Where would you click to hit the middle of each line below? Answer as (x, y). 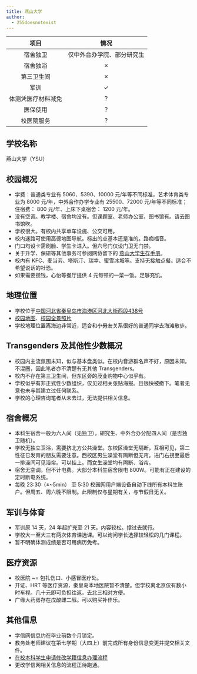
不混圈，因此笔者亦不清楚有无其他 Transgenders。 (76, 368)
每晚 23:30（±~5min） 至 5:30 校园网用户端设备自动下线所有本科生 (96, 485)
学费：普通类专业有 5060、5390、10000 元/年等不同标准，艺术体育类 (99, 194)
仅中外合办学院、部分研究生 (106, 55)
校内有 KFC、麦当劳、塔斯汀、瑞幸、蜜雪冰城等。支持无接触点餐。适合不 (103, 260)
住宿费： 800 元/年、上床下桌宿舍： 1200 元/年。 (74, 209)
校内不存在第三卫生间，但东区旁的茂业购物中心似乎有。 (81, 375)
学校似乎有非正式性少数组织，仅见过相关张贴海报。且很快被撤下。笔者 (100, 383)
